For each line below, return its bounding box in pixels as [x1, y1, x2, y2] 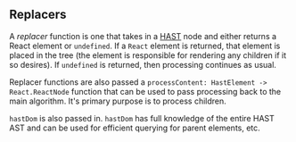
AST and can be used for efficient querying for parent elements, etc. [9, 122, 260, 133]
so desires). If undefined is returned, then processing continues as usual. [9, 59, 276, 70]
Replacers [9, 7, 67, 22]
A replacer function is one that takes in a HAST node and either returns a [9, 30, 277, 41]
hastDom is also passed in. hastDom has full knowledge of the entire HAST [9, 113, 275, 123]
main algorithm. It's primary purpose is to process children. [9, 96, 227, 106]
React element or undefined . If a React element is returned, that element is [9, 40, 281, 51]
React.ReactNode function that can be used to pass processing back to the [9, 86, 282, 96]
